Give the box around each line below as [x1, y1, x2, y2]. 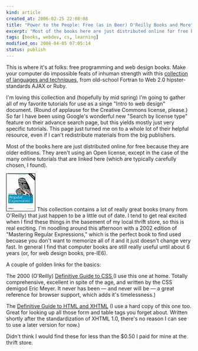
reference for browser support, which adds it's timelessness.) [6, 291, 156, 298]
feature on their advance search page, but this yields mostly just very [6, 118, 175, 126]
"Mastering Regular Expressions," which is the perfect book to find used [6, 230, 181, 238]
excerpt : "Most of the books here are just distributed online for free [6, 28, 189, 34]
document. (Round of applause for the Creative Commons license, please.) [6, 106, 188, 113]
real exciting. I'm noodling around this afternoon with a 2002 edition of [6, 224, 177, 231]
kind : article [6, 9, 41, 15]
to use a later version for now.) [6, 321, 81, 328]
